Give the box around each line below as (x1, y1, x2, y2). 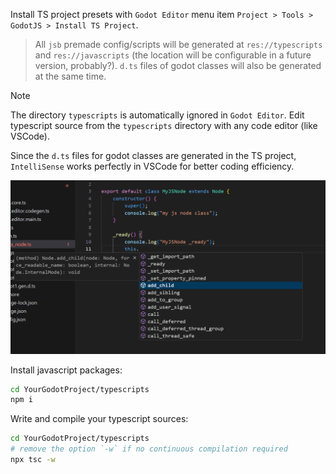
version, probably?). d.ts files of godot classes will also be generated (34, 60, 322, 71)
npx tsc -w (10, 455, 56, 465)
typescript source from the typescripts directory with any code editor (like (10, 120, 318, 131)
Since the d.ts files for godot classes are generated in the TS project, (10, 150, 297, 161)
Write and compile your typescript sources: (10, 413, 189, 425)
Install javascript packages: (10, 364, 123, 376)
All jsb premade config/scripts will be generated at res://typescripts (34, 39, 323, 50)
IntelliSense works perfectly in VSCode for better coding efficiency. (10, 160, 295, 172)
